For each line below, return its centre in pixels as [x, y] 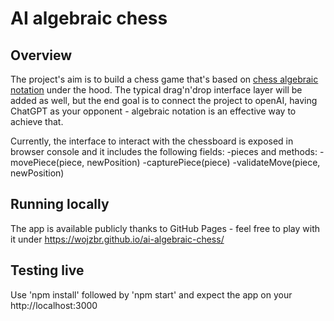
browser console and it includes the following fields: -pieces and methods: [164, 151]
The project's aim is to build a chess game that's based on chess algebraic [164, 79]
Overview [41, 55]
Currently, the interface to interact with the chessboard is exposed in [152, 141]
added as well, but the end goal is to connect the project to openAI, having [164, 100]
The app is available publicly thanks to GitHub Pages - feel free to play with [165, 228]
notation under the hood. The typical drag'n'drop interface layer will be [156, 90]
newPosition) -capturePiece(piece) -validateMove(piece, [203, 162]
